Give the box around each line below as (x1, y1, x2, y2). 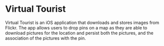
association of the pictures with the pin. (5, 35, 86, 41)
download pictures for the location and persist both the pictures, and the (5, 30, 154, 36)
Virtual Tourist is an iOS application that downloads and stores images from (5, 20, 160, 25)
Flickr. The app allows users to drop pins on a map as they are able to (5, 24, 148, 30)
